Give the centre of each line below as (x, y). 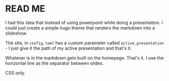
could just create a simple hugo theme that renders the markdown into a (80, 27)
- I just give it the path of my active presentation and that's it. (69, 48)
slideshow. (16, 33)
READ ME (25, 9)
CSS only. (15, 72)
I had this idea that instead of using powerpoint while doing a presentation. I (84, 22)
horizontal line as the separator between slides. (54, 63)
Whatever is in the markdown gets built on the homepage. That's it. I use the (84, 57)
